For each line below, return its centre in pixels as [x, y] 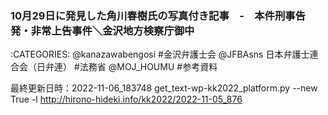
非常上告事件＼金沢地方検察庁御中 [112, 30]
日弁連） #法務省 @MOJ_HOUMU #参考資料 [127, 67]
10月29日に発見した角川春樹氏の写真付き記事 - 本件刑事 [153, 15]
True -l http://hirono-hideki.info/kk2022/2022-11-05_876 [126, 99]
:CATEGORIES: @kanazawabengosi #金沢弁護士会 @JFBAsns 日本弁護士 [160, 54]
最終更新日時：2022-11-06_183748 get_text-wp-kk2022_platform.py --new [164, 88]
